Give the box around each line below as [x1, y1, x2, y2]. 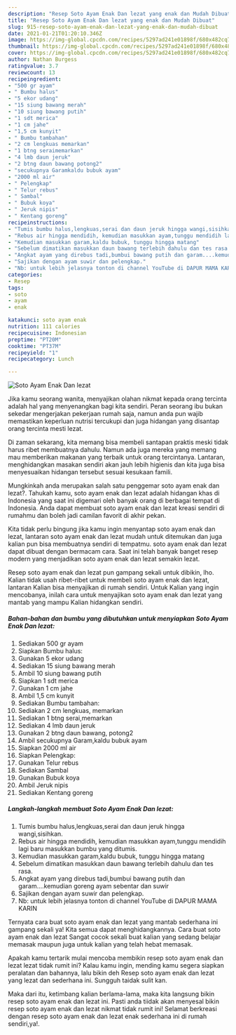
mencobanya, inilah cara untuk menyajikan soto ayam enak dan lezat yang [8, 591, 223, 599]
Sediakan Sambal [18, 766, 69, 775]
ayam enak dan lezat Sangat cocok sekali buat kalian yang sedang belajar [8, 933, 221, 941]
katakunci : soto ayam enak [8, 316, 87, 323]
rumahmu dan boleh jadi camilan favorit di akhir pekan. [8, 512, 167, 520]
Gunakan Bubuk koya [18, 773, 80, 782]
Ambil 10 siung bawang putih [18, 669, 102, 678]
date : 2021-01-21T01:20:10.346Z [8, 29, 102, 37]
